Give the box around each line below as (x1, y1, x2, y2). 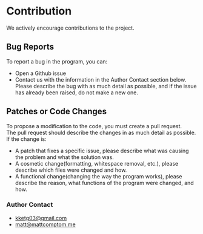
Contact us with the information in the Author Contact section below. (15, 76, 187, 83)
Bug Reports (6, 42, 55, 52)
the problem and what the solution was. (15, 153, 114, 161)
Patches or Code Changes (6, 106, 107, 117)
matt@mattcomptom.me (15, 221, 76, 228)
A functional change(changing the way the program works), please (15, 172, 182, 180)
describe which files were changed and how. (15, 166, 127, 174)
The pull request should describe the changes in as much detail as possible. (6, 129, 196, 136)
